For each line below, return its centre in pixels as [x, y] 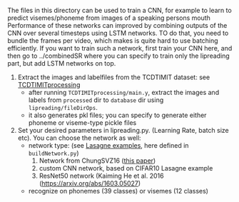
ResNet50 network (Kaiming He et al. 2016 [101, 176]
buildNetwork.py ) [54, 153]
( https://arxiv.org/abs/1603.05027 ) [90, 183]
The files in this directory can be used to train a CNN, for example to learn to [119, 10]
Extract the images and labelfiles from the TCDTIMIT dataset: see [114, 77]
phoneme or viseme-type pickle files [82, 123]
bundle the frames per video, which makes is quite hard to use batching [113, 41]
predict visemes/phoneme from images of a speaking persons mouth [109, 18]
